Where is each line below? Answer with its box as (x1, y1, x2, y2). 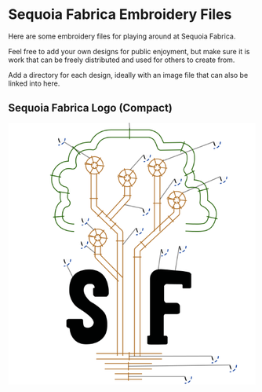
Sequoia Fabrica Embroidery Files (8, 5, 232, 24)
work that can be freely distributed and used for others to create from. (8, 55, 235, 64)
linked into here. (8, 79, 60, 88)
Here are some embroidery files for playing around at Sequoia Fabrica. (8, 31, 236, 41)
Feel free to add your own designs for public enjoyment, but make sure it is (8, 46, 250, 56)
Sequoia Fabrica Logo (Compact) (8, 101, 173, 115)
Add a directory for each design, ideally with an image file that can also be (8, 70, 249, 79)
